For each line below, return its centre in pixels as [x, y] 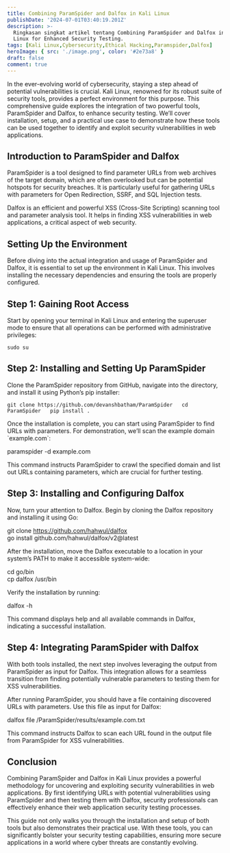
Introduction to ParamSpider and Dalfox [93, 157]
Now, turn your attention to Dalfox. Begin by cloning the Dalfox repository [110, 510]
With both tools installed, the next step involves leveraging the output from [112, 664]
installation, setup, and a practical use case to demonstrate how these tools [114, 120]
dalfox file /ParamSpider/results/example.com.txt [76, 719]
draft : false [26, 58]
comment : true [27, 64]
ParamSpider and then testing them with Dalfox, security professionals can [113, 800]
